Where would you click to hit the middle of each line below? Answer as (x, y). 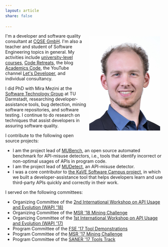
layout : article (22, 11)
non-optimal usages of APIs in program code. (59, 161)
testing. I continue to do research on (43, 115)
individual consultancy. (29, 79)
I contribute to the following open (39, 136)
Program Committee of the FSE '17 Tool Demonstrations (70, 229)
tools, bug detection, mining (57, 104)
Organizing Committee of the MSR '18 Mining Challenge (70, 213)
